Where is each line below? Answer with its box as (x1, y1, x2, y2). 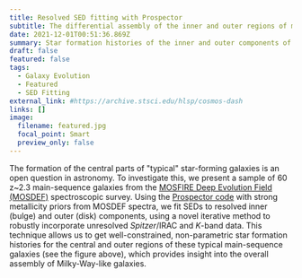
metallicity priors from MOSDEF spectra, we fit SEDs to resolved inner (9, 201, 268, 212)
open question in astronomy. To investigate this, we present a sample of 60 (9, 172, 288, 183)
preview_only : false (17, 138, 94, 147)
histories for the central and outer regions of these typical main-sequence (9, 239, 283, 249)
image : (9, 113, 34, 122)
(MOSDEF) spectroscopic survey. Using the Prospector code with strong (9, 191, 279, 202)
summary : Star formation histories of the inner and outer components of (9, 38, 292, 48)
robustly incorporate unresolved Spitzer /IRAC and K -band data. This (9, 220, 262, 230)
